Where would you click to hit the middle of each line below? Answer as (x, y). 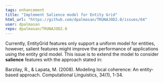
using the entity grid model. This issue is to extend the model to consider (82, 54)
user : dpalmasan (22, 24)
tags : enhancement (25, 10)
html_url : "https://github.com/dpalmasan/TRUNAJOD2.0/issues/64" (76, 19)
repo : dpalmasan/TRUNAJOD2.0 (36, 29)
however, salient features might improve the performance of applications (82, 49)
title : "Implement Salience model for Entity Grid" (61, 15)
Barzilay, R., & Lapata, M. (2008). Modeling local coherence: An (72, 70)
